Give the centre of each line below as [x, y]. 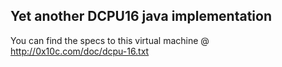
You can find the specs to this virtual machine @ [110, 40]
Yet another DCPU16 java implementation [141, 16]
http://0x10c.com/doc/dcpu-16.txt [80, 51]
